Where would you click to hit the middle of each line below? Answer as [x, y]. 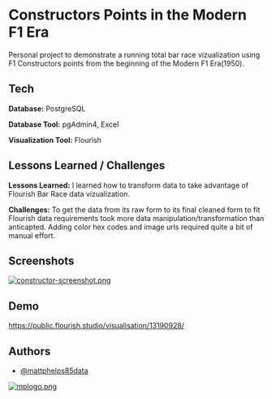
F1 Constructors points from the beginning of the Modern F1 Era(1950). [127, 63]
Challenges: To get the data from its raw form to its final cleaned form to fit [134, 210]
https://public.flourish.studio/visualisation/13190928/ [97, 326]
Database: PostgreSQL [47, 108]
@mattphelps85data [54, 371]
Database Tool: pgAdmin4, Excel [64, 124]
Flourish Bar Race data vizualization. [69, 193]
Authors [30, 351]
